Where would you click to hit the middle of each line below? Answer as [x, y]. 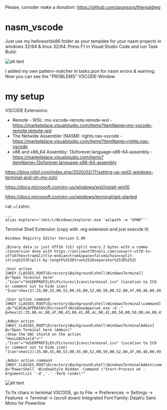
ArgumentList [19, 374]
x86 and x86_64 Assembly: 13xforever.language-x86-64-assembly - [83, 152]
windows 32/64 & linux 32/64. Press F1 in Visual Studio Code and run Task [82, 46]
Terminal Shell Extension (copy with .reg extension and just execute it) [77, 229]
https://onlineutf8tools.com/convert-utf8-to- [103, 251]
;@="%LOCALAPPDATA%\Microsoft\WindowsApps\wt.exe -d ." [64, 308]
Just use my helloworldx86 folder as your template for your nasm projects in [83, 41]
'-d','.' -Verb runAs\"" [60, 374]
